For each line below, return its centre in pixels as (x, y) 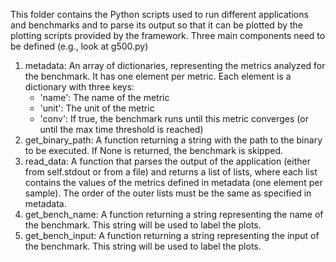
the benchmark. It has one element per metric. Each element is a (158, 76)
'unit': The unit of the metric (97, 108)
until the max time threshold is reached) (121, 129)
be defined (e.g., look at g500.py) (79, 46)
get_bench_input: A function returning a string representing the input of (172, 235)
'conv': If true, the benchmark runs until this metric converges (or (174, 118)
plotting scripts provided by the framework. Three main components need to (168, 35)
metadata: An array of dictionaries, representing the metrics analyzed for (175, 65)
